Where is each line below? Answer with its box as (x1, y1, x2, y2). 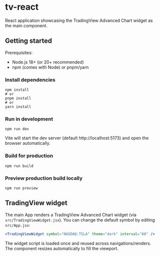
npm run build (5, 163, 34, 169)
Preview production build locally (5, 174, 83, 181)
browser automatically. (5, 140, 51, 146)
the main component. (5, 22, 48, 28)
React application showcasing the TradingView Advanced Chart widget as (5, 17, 153, 23)
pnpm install (5, 96, 32, 101)
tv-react (5, 1, 39, 13)
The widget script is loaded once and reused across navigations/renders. (5, 240, 151, 246)
